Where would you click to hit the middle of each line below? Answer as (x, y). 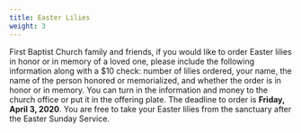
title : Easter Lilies (50, 18)
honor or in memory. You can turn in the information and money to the (138, 90)
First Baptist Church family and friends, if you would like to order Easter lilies (150, 51)
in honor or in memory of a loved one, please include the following (132, 61)
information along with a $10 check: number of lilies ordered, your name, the (150, 71)
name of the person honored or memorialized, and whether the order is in (145, 80)
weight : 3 (28, 26)
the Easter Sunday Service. (60, 119)
